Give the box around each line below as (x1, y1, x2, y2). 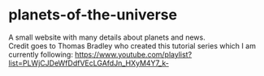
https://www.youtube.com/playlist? (74, 49, 193, 59)
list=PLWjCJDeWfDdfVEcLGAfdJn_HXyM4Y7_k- (8, 58, 169, 68)
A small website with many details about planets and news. (8, 32, 206, 42)
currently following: (8, 49, 73, 59)
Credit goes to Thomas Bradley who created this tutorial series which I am (8, 40, 256, 50)
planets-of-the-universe (8, 6, 177, 24)
